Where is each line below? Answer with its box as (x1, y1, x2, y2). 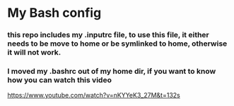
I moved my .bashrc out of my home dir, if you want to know (7, 67, 216, 77)
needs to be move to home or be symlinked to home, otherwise (7, 39, 228, 48)
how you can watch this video (7, 75, 112, 85)
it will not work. (7, 48, 62, 58)
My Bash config (7, 5, 102, 21)
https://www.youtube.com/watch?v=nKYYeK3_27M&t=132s (7, 91, 180, 100)
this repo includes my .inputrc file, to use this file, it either (7, 30, 210, 40)
